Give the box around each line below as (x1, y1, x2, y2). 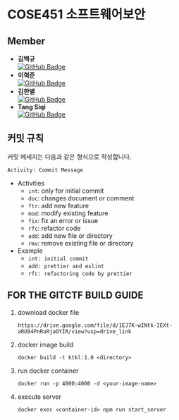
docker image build (17, 340, 74, 349)
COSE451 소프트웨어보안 (7, 6, 146, 23)
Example (17, 246, 44, 255)
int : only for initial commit (27, 186, 104, 195)
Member (7, 35, 46, 47)
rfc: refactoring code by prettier (27, 270, 132, 277)
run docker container (17, 366, 79, 375)
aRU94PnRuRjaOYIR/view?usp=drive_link (17, 328, 132, 335)
